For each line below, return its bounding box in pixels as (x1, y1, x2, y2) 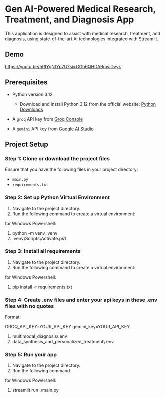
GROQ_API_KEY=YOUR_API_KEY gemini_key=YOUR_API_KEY (5, 324, 130, 330)
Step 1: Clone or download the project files (5, 155, 110, 162)
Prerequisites (5, 78, 48, 87)
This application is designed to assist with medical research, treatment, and (5, 30, 161, 36)
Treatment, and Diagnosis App (5, 14, 134, 25)
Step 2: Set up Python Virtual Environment (5, 194, 110, 201)
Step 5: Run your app (5, 351, 57, 358)
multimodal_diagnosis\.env (12, 333, 67, 339)
